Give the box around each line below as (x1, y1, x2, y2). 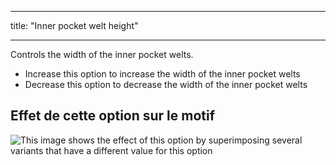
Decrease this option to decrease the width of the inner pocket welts (24, 79, 308, 90)
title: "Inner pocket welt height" (10, 20, 139, 31)
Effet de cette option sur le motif (10, 107, 216, 125)
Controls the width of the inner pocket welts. (10, 49, 194, 60)
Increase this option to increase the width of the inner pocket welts (24, 68, 301, 80)
